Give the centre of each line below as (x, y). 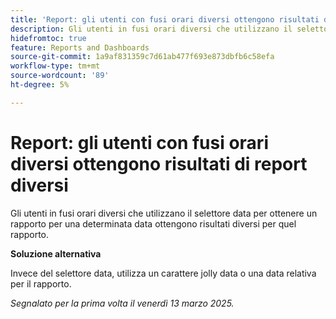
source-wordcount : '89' (60, 76)
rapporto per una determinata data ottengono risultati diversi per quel (153, 223)
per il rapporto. (41, 283)
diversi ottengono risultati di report (159, 163)
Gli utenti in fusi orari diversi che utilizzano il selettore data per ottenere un (164, 213)
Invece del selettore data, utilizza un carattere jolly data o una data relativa (163, 273)
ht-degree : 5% (40, 85)
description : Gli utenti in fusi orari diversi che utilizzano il (151, 29)
